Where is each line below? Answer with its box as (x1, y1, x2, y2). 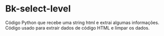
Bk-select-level (5, 3, 71, 14)
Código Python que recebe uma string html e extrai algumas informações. (5, 19, 159, 25)
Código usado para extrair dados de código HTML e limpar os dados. (5, 24, 150, 30)
